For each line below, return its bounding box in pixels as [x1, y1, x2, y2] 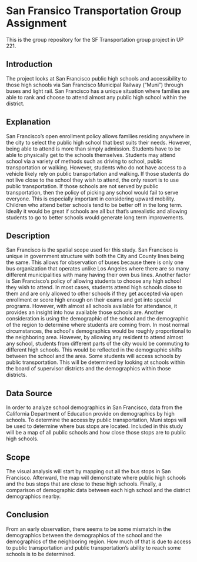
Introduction [6, 59, 53, 69]
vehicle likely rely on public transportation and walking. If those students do [6, 170, 189, 177]
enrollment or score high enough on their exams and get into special [6, 296, 172, 303]
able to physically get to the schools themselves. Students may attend [6, 151, 176, 158]
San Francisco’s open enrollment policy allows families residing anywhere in [6, 132, 190, 139]
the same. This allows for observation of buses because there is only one [6, 259, 184, 266]
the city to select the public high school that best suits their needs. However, [6, 139, 192, 146]
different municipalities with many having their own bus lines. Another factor [6, 272, 191, 279]
